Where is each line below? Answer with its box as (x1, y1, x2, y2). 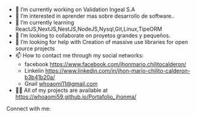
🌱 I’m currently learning (15, 19, 75, 26)
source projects (15, 45, 55, 52)
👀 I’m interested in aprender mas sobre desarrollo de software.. (15, 12, 175, 20)
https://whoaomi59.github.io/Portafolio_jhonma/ (15, 93, 136, 100)
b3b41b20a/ (24, 74, 55, 81)
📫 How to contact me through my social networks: (15, 52, 144, 59)
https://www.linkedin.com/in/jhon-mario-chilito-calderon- (45, 67, 191, 74)
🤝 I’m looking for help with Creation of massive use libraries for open (15, 39, 188, 45)
